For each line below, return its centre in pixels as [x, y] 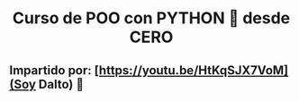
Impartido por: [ [54, 70]
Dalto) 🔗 [61, 84]
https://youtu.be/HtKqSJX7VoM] [194, 70]
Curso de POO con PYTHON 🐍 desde [151, 18]
